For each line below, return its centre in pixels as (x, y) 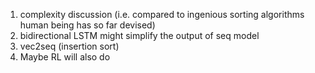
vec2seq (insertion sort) (69, 46)
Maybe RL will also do (65, 57)
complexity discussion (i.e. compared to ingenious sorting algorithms (162, 14)
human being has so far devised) (87, 25)
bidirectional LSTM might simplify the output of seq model (139, 35)
